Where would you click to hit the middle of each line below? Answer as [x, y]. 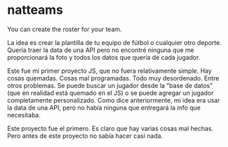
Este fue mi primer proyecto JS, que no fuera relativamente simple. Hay [109, 71]
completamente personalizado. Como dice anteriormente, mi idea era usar [114, 100]
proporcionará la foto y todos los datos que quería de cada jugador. [104, 57]
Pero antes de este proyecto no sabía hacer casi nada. [85, 136]
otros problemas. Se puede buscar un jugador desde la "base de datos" [110, 85]
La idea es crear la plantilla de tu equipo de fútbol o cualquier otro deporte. [114, 42]
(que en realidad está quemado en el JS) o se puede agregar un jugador [111, 93]
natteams [35, 10]
